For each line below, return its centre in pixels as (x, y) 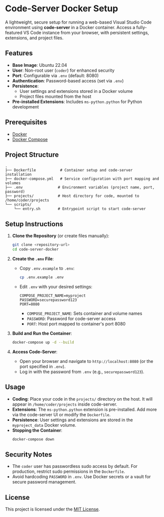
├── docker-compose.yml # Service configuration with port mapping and (82, 179)
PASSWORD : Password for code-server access (71, 318)
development (26, 107)
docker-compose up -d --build (43, 342)
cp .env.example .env (41, 277)
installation (18, 175)
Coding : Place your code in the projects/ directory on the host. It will (82, 399)
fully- (142, 27)
